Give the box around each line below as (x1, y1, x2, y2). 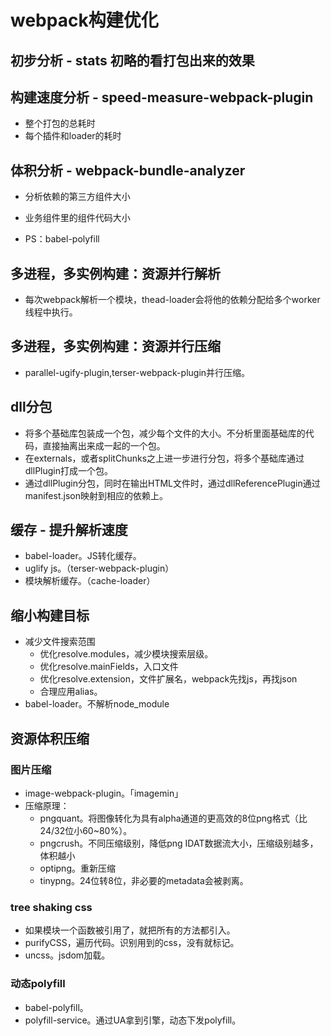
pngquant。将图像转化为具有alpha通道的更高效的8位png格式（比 (39, 812, 308, 824)
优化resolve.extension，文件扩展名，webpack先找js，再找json (39, 673, 298, 685)
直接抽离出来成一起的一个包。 (42, 439, 166, 451)
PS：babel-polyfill (24, 233, 100, 245)
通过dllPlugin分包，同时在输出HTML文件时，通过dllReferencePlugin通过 (24, 477, 321, 489)
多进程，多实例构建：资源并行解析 (10, 265, 221, 282)
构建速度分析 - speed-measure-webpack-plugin (10, 89, 314, 106)
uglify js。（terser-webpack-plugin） (24, 562, 175, 575)
